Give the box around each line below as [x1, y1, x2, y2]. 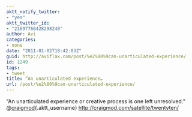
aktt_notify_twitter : [6, 8, 61, 15]
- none [6, 43, 23, 49]
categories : [6, 37, 36, 43]
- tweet [6, 70, 26, 76]
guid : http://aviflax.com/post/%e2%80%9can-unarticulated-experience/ [6, 53, 187, 59]
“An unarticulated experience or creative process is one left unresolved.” [6, 98, 186, 105]
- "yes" [6, 14, 26, 20]
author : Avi [6, 31, 36, 37]
